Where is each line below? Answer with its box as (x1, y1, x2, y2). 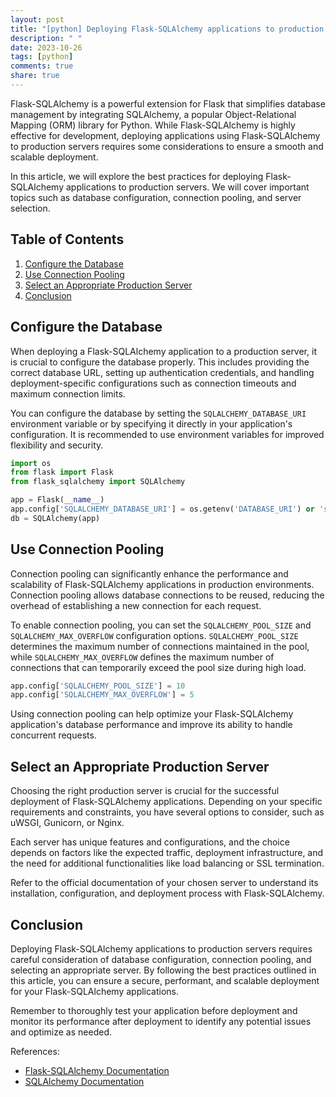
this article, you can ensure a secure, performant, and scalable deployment (10, 974, 320, 986)
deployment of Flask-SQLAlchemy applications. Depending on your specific (10, 796, 323, 808)
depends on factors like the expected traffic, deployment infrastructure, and (10, 847, 324, 859)
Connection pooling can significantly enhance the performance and (10, 567, 289, 580)
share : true (10, 71, 60, 81)
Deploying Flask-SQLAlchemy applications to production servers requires (10, 942, 313, 955)
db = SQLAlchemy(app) (10, 513, 101, 523)
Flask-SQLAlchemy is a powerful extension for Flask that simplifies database (10, 97, 326, 110)
